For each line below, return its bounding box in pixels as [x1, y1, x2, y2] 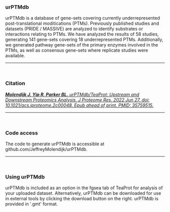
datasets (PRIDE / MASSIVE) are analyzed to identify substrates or [5, 26, 143, 32]
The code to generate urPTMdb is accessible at [5, 141, 105, 147]
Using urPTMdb [5, 173, 45, 180]
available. [5, 53, 25, 59]
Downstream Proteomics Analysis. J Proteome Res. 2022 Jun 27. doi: [5, 97, 150, 103]
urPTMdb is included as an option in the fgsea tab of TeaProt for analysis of [5, 185, 163, 191]
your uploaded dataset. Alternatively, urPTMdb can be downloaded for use [5, 190, 161, 196]
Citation [5, 80, 25, 87]
